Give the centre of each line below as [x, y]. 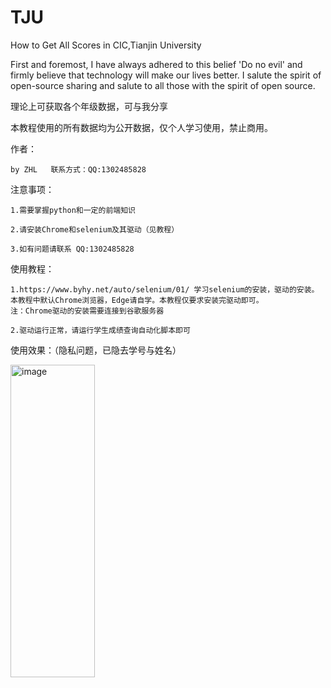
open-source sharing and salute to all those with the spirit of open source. [163, 85]
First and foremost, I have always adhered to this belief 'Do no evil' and [156, 64]
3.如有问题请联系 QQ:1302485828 [72, 249]
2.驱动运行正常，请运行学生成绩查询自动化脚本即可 [100, 330]
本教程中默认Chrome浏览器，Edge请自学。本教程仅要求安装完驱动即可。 [137, 300]
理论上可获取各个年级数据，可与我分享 [89, 106]
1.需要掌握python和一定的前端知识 [73, 210]
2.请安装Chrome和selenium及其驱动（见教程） [95, 229]
